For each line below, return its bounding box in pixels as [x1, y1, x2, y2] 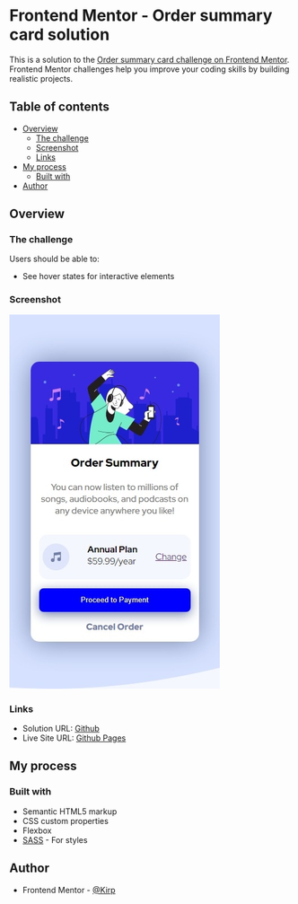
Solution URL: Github [22, 724, 101, 734]
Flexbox [22, 825, 52, 836]
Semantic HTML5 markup [22, 805, 118, 817]
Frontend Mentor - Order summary [9, 5, 273, 26]
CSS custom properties [22, 815, 110, 826]
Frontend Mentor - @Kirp [22, 884, 116, 895]
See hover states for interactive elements [22, 271, 175, 282]
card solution [9, 24, 110, 45]
